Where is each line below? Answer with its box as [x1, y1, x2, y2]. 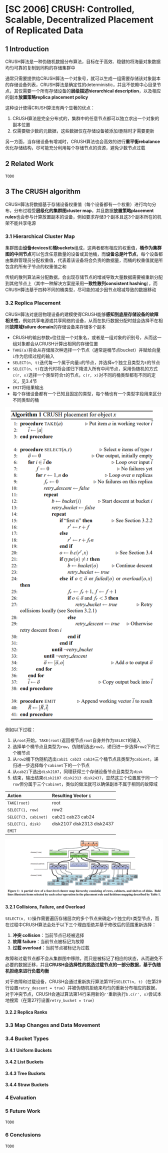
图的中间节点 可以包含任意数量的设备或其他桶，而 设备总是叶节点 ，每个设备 [5, 251, 158, 257]
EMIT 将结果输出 [12, 384, 44, 390]
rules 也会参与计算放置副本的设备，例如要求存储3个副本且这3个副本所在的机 [5, 213, 161, 219]
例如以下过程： [5, 726, 36, 733]
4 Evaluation [5, 1094, 36, 1101]
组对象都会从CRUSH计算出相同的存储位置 [12, 341, 98, 347]
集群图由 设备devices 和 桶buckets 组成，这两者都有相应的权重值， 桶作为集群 [5, 244, 162, 250]
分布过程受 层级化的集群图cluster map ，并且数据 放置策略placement [13, 207, 154, 213]
